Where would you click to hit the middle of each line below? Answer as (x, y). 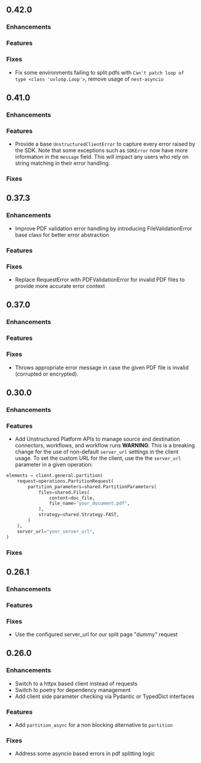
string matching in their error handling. (62, 163)
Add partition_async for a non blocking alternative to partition (94, 725)
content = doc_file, (72, 498)
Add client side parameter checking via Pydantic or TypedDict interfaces (105, 696)
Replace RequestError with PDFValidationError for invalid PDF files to (100, 280)
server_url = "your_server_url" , (56, 532)
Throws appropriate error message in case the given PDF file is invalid (102, 367)
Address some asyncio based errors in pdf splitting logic (85, 753)
